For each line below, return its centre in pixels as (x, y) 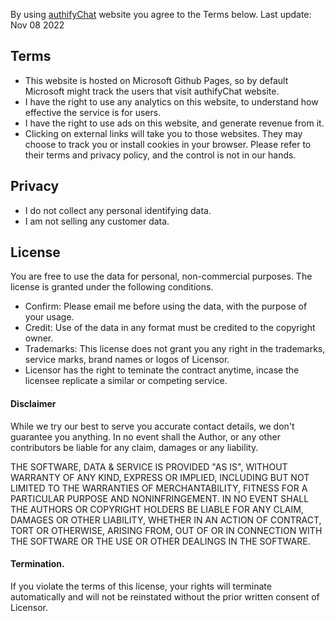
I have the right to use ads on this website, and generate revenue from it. (174, 123)
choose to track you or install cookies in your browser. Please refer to (168, 144)
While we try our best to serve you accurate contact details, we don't (152, 426)
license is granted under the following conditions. (112, 287)
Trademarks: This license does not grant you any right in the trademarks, (175, 349)
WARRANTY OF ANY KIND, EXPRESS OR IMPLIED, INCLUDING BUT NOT (160, 477)
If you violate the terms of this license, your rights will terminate (141, 586)
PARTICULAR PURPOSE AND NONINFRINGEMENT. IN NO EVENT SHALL (160, 498)
